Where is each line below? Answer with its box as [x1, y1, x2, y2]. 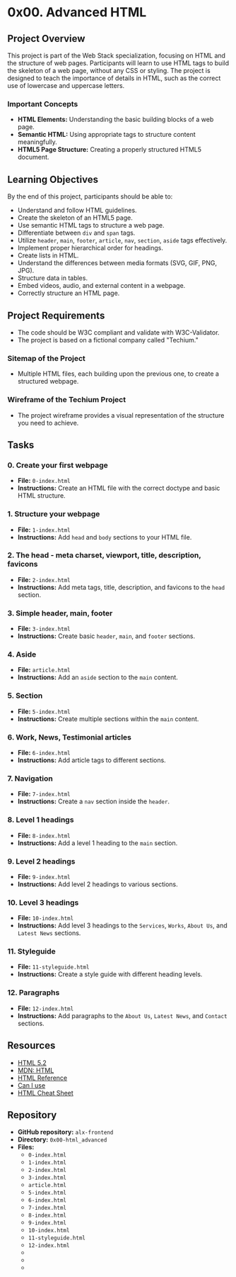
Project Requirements [7, 309, 105, 321]
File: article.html [17, 666, 71, 674]
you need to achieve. [17, 418, 79, 427]
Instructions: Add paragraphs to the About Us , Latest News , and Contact [17, 1011, 228, 1020]
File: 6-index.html [17, 748, 71, 757]
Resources [7, 1039, 56, 1052]
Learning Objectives [7, 173, 99, 185]
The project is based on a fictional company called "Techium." [17, 335, 199, 344]
